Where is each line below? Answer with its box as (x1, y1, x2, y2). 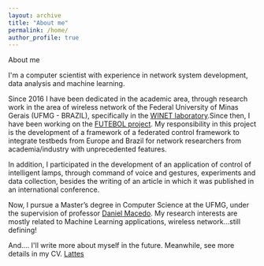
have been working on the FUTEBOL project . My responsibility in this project (8, 119, 257, 129)
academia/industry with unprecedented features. (8, 144, 167, 154)
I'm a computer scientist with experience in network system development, (8, 70, 248, 80)
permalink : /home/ (8, 26, 69, 34)
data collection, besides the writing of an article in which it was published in (8, 177, 255, 186)
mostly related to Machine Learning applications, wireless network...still (8, 217, 241, 227)
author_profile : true (8, 33, 80, 42)
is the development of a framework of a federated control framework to (8, 128, 240, 137)
